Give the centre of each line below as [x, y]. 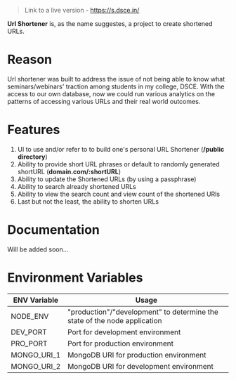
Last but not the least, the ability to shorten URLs [88, 201]
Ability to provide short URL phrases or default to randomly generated [118, 164]
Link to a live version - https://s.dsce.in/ [82, 10]
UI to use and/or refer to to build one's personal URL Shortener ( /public [121, 149]
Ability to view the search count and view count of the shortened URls [118, 194]
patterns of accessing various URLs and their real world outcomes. [104, 101]
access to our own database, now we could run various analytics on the [111, 93]
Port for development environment [124, 332]
